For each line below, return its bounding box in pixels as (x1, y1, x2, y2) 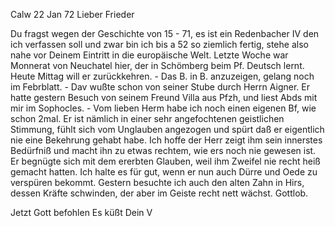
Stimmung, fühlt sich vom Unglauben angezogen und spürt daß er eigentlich (10, 124, 325, 135)
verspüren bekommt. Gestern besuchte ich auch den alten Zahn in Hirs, (10, 177, 305, 188)
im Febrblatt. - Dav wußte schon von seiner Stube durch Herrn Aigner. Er (10, 81, 310, 93)
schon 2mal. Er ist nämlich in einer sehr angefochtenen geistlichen (10, 113, 285, 124)
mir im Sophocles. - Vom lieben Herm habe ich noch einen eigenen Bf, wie (10, 102, 317, 114)
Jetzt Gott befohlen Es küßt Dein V (10, 207, 153, 218)
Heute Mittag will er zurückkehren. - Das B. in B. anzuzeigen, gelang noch (10, 70, 315, 82)
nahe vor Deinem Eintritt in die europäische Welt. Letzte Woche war (10, 49, 289, 61)
